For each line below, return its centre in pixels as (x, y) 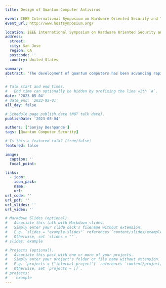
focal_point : (23, 164)
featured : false (22, 146)
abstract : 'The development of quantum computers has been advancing (78, 73)
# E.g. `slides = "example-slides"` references (57, 232)
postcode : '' (23, 55)
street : (18, 41)
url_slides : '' (21, 205)
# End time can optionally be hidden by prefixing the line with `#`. (82, 91)
